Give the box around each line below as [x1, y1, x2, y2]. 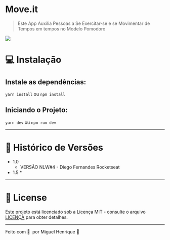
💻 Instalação [5, 54, 62, 65]
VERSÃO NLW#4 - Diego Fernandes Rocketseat [20, 164, 120, 170]
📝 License [5, 192, 47, 203]
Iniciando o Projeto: [5, 106, 68, 115]
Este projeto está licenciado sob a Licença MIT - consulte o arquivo [5, 209, 146, 215]
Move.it [5, 4, 38, 15]
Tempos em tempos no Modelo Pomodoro [17, 25, 106, 31]
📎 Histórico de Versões [5, 142, 104, 153]
